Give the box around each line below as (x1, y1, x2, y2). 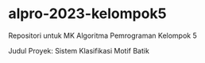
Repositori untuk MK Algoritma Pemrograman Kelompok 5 (8, 31, 197, 40)
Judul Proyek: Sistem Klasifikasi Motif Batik (8, 46, 149, 55)
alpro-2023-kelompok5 (8, 5, 167, 23)
